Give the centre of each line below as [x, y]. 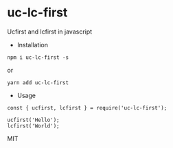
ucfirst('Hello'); [33, 120]
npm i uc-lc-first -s [38, 57]
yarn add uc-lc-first [38, 83]
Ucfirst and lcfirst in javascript [50, 32]
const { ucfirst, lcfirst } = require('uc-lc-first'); [87, 108]
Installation [33, 45]
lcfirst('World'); [33, 126]
